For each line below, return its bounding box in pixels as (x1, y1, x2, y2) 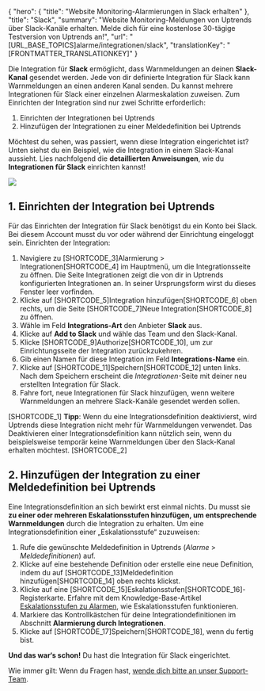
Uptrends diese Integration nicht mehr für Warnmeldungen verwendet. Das (8, 420, 252, 429)
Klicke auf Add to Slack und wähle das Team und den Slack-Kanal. (19, 329, 237, 338)
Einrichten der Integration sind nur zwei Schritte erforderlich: (8, 98, 206, 107)
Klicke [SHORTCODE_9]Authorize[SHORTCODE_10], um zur (19, 337, 214, 347)
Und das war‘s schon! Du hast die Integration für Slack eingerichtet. (8, 650, 231, 660)
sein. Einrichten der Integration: (8, 238, 111, 247)
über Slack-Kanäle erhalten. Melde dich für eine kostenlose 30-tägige (8, 24, 236, 32)
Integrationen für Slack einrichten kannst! (8, 162, 146, 171)
